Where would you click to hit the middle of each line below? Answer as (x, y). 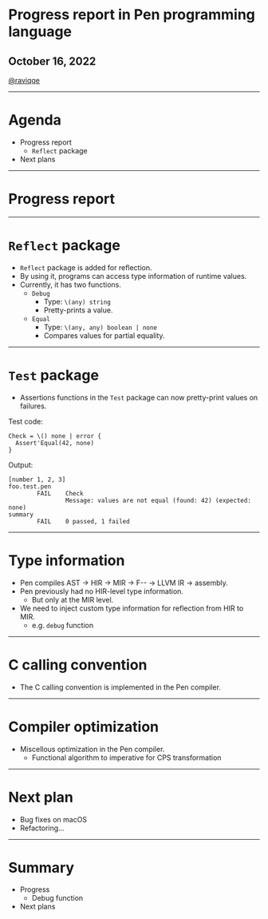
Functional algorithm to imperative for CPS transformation (126, 758)
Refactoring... (42, 828)
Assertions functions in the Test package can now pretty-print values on (139, 397)
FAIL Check (60, 493)
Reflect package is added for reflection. (86, 267)
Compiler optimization (84, 727)
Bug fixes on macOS (53, 819)
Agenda (35, 120)
